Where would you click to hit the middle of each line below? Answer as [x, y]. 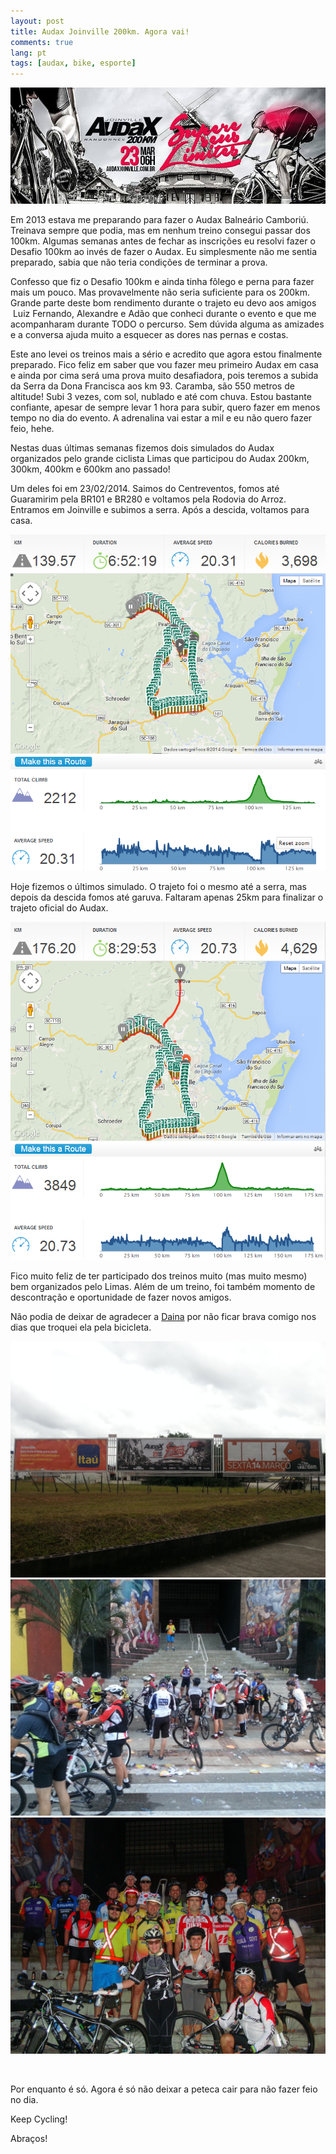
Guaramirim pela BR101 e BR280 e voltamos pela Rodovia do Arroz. [148, 499]
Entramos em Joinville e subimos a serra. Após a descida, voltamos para [160, 510]
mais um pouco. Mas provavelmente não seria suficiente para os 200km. [160, 292]
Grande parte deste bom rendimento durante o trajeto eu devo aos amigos [163, 303]
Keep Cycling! [39, 2119]
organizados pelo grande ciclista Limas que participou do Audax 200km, [160, 459]
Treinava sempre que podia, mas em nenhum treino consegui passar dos [160, 231]
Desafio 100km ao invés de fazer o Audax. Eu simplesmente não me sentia [164, 252]
